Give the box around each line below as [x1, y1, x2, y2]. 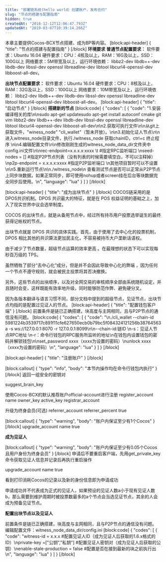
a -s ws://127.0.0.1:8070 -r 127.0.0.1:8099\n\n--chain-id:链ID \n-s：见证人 [5, 326, 154, 332]
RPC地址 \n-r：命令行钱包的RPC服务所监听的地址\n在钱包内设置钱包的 [9, 332, 153, 338]
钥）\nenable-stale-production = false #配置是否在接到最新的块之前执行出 [5, 546, 157, 552]
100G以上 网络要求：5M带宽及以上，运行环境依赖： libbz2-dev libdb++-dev [5, 58, 160, 64]
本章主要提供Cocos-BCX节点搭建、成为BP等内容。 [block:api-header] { [5, 40, 151, 46]
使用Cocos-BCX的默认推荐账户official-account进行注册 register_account [5, 392, 154, 398]
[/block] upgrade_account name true [5, 424, 80, 430]
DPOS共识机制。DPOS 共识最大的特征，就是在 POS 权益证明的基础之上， [5, 195, 155, 201]
